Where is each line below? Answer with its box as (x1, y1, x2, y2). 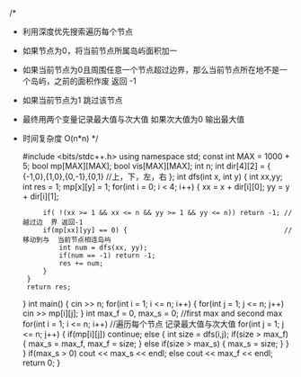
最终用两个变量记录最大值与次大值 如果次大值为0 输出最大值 (22, 114, 245, 124)
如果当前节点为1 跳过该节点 (22, 94, 123, 105)
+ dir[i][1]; (22, 191, 59, 202)
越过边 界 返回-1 (22, 218, 84, 227)
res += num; (58, 259, 103, 268)
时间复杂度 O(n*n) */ (22, 133, 99, 143)
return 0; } (22, 357, 61, 368)
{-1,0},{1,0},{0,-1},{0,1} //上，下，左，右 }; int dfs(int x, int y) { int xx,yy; (22, 171, 283, 182)
